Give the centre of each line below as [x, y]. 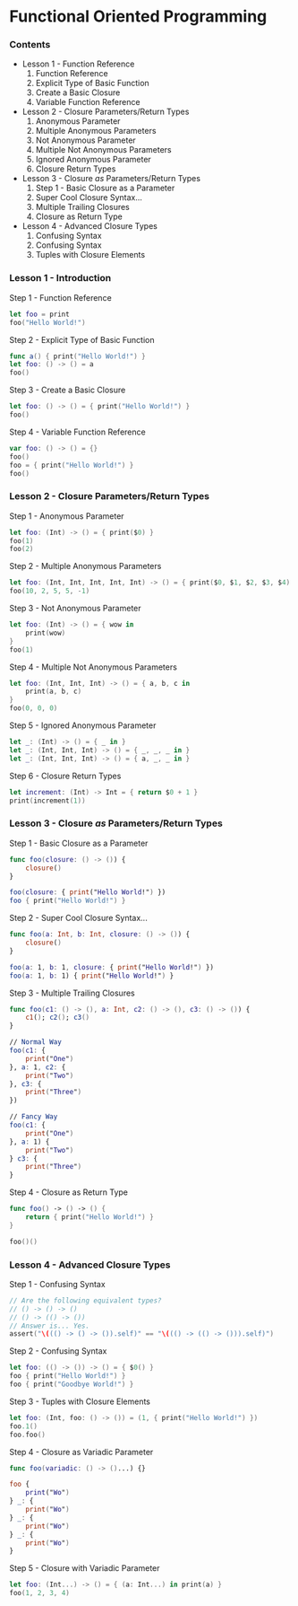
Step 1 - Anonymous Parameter [67, 516]
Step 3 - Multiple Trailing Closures [72, 993]
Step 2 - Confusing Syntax [58, 1351]
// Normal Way [36, 1042]
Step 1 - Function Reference [60, 297]
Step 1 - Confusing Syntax [57, 1284]
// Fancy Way [34, 1117]
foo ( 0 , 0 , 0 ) [34, 708]
